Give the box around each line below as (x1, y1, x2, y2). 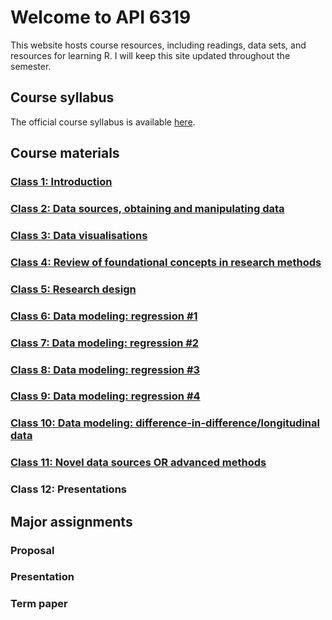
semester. (10, 60, 52, 72)
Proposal (10, 543, 55, 557)
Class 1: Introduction (10, 175, 113, 189)
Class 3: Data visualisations (10, 228, 148, 242)
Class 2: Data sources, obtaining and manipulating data (10, 201, 285, 215)
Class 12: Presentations (10, 482, 127, 496)
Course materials (10, 145, 120, 162)
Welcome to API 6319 (10, 6, 192, 29)
